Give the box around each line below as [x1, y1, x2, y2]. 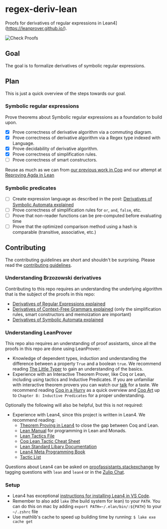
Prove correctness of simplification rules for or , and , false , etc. [12, 207, 142, 213]
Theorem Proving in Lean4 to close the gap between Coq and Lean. [19, 422, 160, 428]
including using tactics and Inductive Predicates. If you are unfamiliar [12, 376, 155, 382]
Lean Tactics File [19, 433, 55, 439]
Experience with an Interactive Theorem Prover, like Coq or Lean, [12, 371, 146, 377]
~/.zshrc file [12, 509, 38, 515]
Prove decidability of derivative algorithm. [12, 146, 99, 152]
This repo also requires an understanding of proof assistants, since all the [5, 341, 157, 347]
